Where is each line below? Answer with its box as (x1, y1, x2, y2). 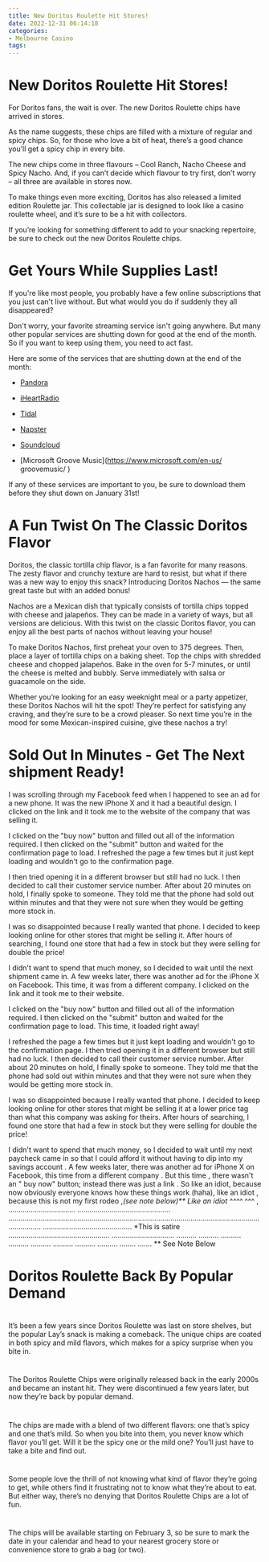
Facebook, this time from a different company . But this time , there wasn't (8, 1170, 254, 1180)
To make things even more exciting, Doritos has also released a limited (8, 192, 242, 202)
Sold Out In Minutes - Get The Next (8, 746, 245, 765)
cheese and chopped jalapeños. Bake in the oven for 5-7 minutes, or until (8, 659, 251, 669)
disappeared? (8, 305, 54, 314)
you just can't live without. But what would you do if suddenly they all (8, 297, 238, 306)
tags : (8, 42, 26, 50)
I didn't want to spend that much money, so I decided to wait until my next (8, 1145, 253, 1154)
